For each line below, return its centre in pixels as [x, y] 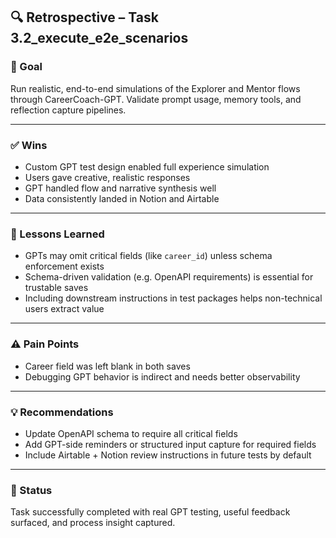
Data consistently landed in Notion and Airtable [122, 198]
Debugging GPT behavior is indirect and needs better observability [162, 376]
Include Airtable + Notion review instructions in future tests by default [168, 455]
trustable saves [56, 288]
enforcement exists [64, 266]
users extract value [64, 309]
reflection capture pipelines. [68, 110]
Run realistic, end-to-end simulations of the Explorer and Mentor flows [155, 88]
